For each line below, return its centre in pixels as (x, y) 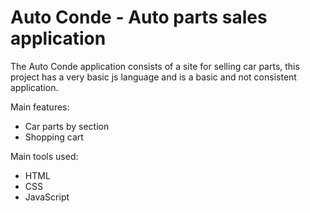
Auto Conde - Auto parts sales (139, 17)
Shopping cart (54, 137)
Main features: (40, 107)
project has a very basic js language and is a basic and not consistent (153, 77)
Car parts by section (67, 126)
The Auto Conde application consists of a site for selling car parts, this (155, 66)
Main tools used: (44, 156)
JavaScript (47, 197)
